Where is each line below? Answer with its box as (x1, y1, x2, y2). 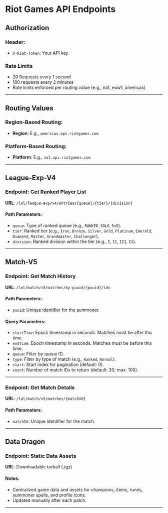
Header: (5, 39, 25, 46)
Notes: (5, 475, 20, 481)
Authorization (5, 24, 49, 32)
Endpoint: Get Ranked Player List (5, 188, 86, 195)
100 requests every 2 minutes (12, 79, 74, 85)
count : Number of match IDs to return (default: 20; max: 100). (12, 367, 138, 373)
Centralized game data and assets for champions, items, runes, (12, 486, 143, 492)
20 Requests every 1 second (12, 74, 71, 80)
